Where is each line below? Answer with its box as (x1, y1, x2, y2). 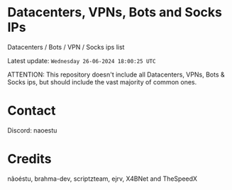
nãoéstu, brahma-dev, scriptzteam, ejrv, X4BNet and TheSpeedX (7, 174, 197, 183)
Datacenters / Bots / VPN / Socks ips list (7, 43, 125, 51)
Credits (7, 151, 52, 167)
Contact (7, 103, 56, 119)
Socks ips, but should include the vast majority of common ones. (7, 77, 197, 86)
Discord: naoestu (7, 125, 57, 135)
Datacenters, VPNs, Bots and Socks (7, 4, 222, 21)
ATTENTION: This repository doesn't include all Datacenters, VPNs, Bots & (7, 70, 225, 79)
